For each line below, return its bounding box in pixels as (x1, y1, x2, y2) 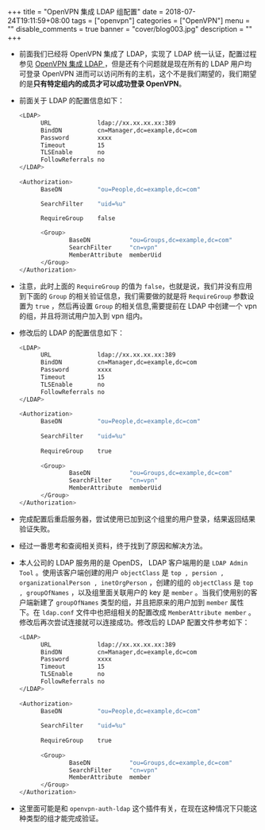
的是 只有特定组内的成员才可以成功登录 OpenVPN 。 (18, 79, 186, 88)
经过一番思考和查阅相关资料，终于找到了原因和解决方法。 (18, 541, 207, 550)
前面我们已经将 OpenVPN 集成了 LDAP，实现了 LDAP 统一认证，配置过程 (18, 49, 257, 58)
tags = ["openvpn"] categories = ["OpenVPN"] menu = (71, 16, 251, 25)
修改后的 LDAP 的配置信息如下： (18, 328, 125, 338)
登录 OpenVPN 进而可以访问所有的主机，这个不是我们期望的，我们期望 (25, 69, 257, 78)
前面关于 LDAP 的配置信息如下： (18, 96, 125, 105)
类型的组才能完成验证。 (25, 813, 103, 823)
